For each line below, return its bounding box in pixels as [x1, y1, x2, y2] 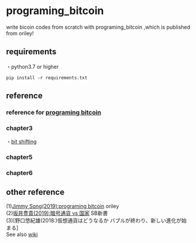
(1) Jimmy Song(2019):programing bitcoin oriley [6, 203, 119, 210]
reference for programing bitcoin [6, 109, 101, 117]
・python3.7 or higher [6, 63, 59, 70]
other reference [6, 187, 65, 197]
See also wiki [6, 231, 38, 238]
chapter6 [6, 169, 33, 177]
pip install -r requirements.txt [6, 75, 88, 80]
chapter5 [6, 153, 33, 161]
